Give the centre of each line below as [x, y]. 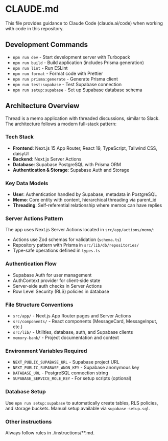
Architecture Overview [42, 106]
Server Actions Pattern [34, 218]
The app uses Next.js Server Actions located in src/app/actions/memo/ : [80, 230]
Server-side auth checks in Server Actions [57, 286]
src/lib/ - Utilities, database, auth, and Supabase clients [73, 332]
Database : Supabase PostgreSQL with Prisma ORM [67, 164]
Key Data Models [27, 183]
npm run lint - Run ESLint [40, 68]
